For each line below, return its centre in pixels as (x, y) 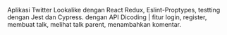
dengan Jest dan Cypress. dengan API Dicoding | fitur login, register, (107, 17)
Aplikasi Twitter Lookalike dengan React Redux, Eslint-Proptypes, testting (114, 10)
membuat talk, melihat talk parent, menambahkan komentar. (94, 24)
